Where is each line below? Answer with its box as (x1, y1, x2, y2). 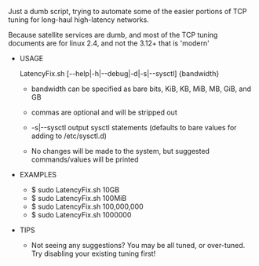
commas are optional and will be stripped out (31, 107, 178, 117)
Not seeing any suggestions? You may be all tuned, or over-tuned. (31, 241, 246, 250)
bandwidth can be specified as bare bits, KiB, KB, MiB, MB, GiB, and (31, 84, 252, 93)
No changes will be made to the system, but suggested (31, 147, 210, 155)
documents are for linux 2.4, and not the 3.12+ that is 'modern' (8, 38, 210, 48)
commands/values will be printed (31, 155, 139, 164)
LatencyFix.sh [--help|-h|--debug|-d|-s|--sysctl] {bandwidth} (19, 69, 220, 78)
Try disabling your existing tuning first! (31, 249, 156, 258)
